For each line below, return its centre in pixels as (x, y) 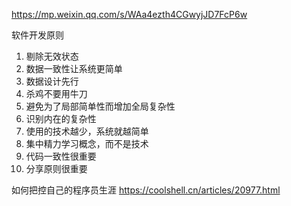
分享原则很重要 (56, 168)
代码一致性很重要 (61, 156)
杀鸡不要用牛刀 (56, 93)
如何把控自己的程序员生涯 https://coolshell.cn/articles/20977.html (146, 190)
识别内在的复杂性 (61, 118)
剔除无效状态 (52, 56)
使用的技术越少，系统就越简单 (87, 131)
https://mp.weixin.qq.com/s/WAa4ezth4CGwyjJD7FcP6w (129, 14)
